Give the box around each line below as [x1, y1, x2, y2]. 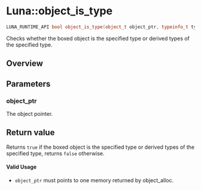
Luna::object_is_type [6, 4, 112, 18]
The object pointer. [6, 110, 53, 117]
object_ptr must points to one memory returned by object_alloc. [14, 176, 174, 183]
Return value [6, 127, 55, 138]
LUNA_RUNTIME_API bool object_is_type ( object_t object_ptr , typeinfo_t [6, 24, 188, 30]
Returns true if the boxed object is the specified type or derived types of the [6, 143, 195, 151]
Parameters [6, 79, 51, 89]
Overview [6, 59, 44, 69]
